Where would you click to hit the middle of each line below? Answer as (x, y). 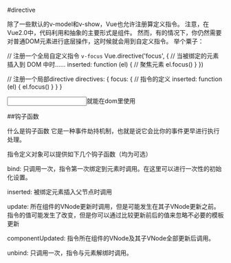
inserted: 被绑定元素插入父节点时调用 (59, 192)
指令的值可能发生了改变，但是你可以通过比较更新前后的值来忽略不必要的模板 (115, 215)
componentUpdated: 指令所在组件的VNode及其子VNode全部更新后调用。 (111, 238)
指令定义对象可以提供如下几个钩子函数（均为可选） (79, 154)
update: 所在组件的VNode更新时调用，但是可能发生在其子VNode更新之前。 (113, 206)
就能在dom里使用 (111, 101)
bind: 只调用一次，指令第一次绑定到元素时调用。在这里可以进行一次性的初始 (114, 169)
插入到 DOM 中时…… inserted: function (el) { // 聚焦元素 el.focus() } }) (106, 64)
